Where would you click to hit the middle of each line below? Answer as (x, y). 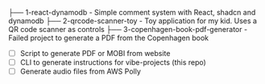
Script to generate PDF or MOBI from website (95, 53)
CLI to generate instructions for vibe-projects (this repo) (113, 62)
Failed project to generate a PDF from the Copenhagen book (109, 38)
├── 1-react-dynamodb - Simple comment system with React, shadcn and (132, 12)
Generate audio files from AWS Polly (80, 71)
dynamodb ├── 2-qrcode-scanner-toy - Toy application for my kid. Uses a (133, 21)
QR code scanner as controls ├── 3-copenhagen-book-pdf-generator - (128, 29)
